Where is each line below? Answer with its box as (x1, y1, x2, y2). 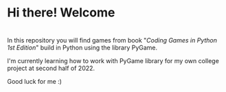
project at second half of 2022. (7, 64, 95, 73)
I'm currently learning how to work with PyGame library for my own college (7, 57, 220, 65)
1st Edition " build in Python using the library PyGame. (7, 43, 158, 52)
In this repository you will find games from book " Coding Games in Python (7, 36, 218, 45)
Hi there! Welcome (7, 5, 115, 21)
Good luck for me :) (7, 78, 62, 86)
